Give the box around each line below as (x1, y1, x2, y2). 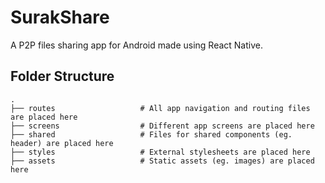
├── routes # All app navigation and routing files (10, 103, 311, 113)
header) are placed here (10, 138, 114, 148)
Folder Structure (10, 68, 115, 85)
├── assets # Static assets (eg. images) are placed (10, 156, 315, 166)
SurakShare (10, 6, 110, 29)
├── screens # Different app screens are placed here (10, 121, 315, 131)
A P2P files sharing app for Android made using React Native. (10, 39, 263, 51)
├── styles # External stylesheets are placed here (10, 147, 311, 157)
